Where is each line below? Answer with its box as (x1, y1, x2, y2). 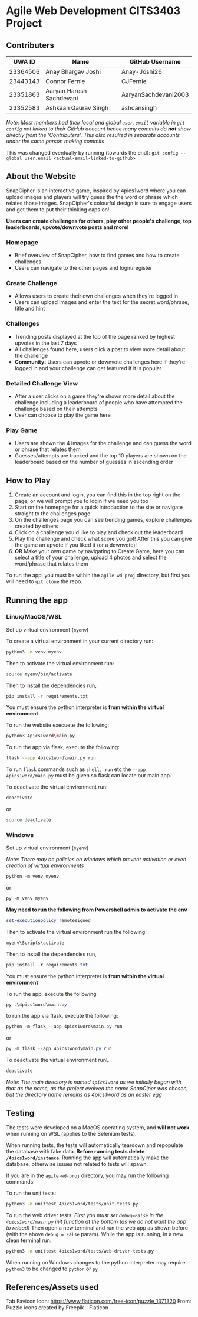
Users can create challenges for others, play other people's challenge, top (6, 217, 192, 224)
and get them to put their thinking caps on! (6, 205, 110, 213)
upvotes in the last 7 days (14, 339, 77, 347)
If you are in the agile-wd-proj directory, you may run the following (6, 1172, 169, 1179)
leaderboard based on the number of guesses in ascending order (14, 459, 174, 466)
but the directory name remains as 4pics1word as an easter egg (6, 1091, 162, 1099)
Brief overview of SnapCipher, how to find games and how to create (14, 252, 180, 259)
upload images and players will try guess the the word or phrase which (6, 193, 179, 200)
